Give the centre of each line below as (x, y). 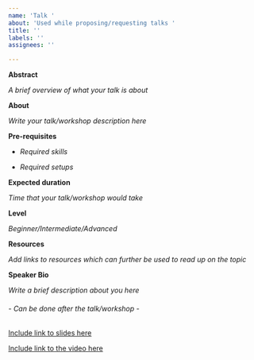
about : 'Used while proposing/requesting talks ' (92, 23)
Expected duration (39, 183)
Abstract (23, 75)
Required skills (44, 152)
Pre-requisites (33, 137)
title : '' (25, 30)
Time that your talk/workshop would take (76, 198)
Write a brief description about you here (74, 290)
